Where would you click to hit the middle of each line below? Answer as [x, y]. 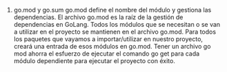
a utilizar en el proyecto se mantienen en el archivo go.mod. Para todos [115, 32]
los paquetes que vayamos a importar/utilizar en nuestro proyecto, [108, 39]
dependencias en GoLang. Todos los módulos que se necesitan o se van [117, 24]
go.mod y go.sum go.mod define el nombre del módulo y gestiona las [112, 10]
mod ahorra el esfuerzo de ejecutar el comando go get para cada [107, 53]
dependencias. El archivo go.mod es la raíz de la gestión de [98, 17]
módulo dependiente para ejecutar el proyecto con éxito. [95, 61]
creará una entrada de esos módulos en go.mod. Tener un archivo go [112, 46]
